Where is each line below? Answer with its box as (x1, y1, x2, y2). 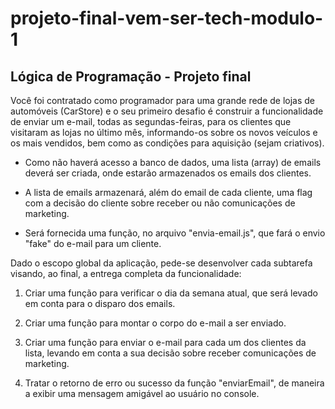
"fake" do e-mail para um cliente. (24, 238, 162, 249)
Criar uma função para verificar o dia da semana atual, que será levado (24, 287, 318, 299)
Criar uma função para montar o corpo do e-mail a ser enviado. (24, 317, 287, 329)
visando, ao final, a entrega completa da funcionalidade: (10, 268, 242, 279)
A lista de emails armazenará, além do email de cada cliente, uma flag (24, 187, 313, 198)
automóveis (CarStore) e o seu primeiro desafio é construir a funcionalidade (10, 105, 324, 117)
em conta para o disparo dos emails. (24, 298, 176, 309)
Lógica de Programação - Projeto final (10, 68, 252, 85)
